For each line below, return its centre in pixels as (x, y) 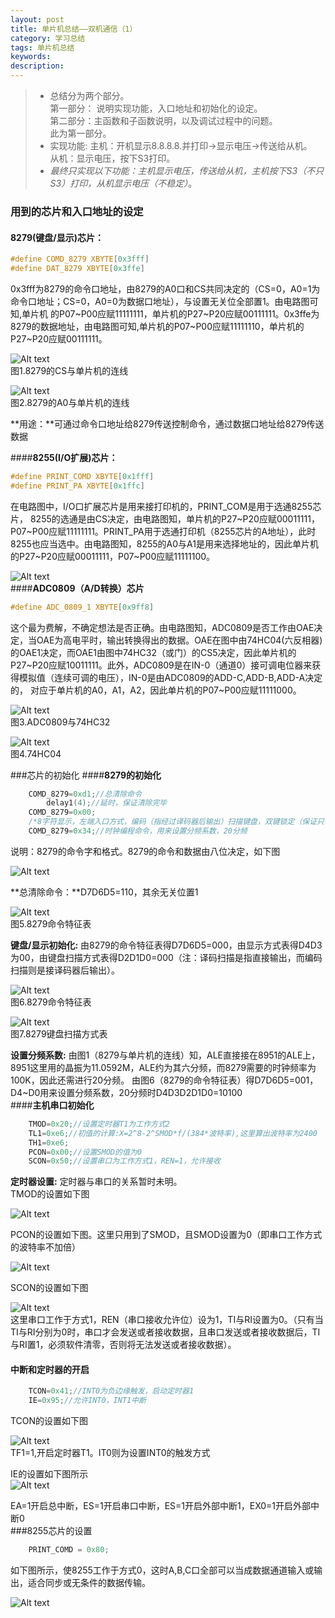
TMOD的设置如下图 (50, 1194)
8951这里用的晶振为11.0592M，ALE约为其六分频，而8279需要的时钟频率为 (163, 1067)
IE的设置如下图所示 (49, 1474)
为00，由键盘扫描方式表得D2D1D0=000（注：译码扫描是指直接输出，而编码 (166, 957)
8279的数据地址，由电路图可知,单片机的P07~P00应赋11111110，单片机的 (157, 326)
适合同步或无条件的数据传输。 (89, 1583)
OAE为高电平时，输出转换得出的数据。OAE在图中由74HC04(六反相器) (179, 640)
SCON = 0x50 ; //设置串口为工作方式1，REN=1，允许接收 (124, 1161)
